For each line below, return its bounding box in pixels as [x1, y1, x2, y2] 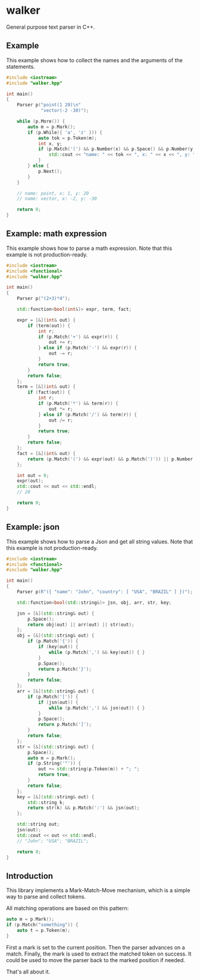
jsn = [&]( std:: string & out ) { [17, 610, 95, 616]
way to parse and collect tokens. [6, 893, 86, 900]
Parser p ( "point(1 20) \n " [17, 102, 82, 108]
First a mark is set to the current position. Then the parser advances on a [6, 944, 186, 951]
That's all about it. [6, 968, 51, 975]
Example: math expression [6, 228, 107, 239]
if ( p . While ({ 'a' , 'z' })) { [27, 129, 102, 135]
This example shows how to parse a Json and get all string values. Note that [6, 538, 193, 545]
